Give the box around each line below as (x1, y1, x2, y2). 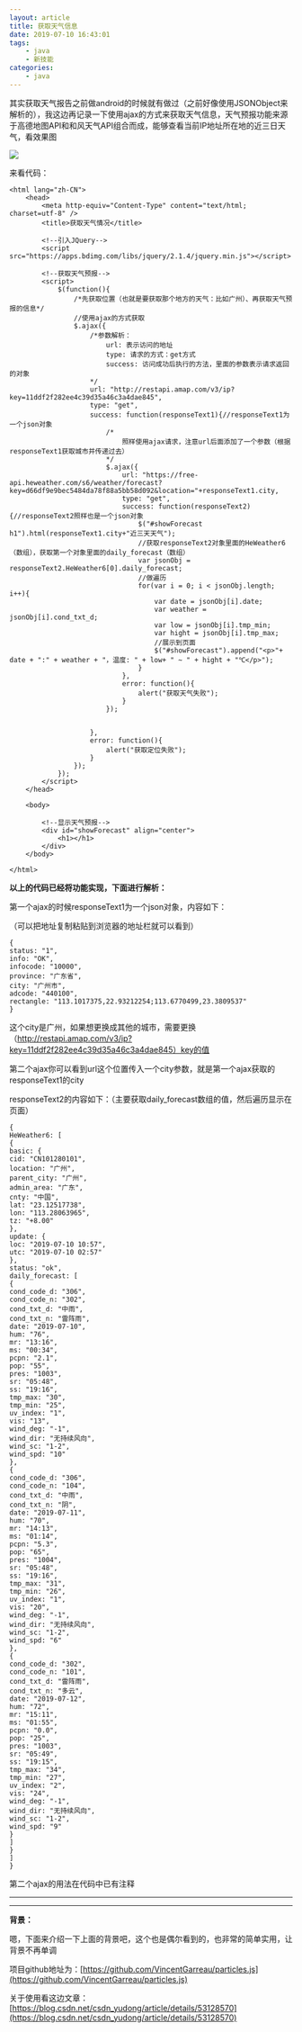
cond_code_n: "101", (9, 1667, 87, 1677)
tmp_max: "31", (9, 1578, 67, 1588)
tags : (9, 38, 30, 48)
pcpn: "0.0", (9, 1725, 58, 1735)
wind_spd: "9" (9, 1821, 63, 1831)
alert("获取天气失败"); (138, 688, 219, 697)
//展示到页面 (154, 638, 196, 647)
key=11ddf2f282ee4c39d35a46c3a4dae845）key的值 (9, 1044, 210, 1055)
